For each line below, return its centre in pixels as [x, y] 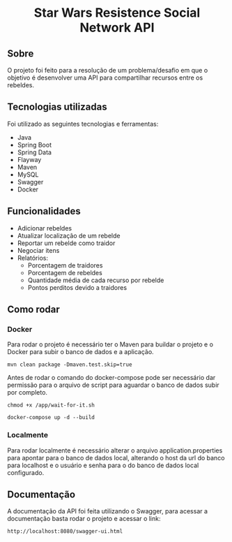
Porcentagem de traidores [65, 265]
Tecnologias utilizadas [57, 107]
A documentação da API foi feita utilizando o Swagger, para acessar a [107, 511]
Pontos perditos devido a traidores [77, 287]
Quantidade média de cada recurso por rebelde [96, 280]
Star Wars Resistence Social [117, 13]
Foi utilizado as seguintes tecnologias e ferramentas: [83, 124]
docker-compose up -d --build [51, 418]
